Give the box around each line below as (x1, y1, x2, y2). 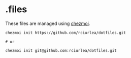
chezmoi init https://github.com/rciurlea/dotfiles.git (5, 30, 126, 35)
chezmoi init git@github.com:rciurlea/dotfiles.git (5, 48, 117, 53)
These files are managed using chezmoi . (5, 20, 90, 26)
